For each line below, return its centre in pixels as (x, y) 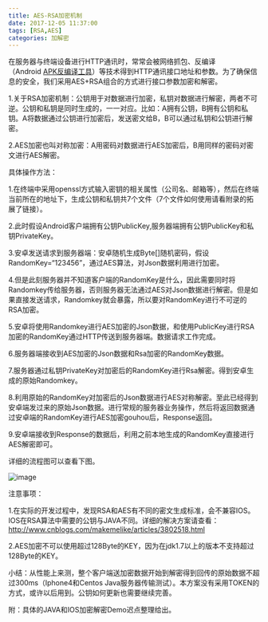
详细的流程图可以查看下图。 (54, 461)
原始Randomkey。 (52, 380)
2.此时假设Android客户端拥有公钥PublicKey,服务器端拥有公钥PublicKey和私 (131, 226)
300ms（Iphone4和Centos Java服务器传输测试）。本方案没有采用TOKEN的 (137, 583)
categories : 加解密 (39, 38)
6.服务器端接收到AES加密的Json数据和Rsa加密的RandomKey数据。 (118, 354)
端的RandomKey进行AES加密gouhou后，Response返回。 (123, 417)
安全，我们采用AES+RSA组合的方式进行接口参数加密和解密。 (122, 81)
